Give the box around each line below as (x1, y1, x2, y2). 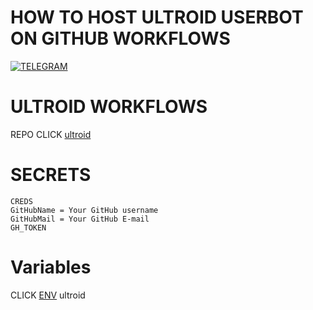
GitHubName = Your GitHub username (10, 205, 159, 215)
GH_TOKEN (10, 222, 47, 233)
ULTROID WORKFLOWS (10, 96, 208, 118)
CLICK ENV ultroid (10, 289, 86, 301)
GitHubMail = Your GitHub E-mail (10, 214, 150, 224)
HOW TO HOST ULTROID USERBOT (10, 6, 304, 29)
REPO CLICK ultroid (10, 128, 92, 140)
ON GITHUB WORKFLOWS (10, 27, 231, 50)
